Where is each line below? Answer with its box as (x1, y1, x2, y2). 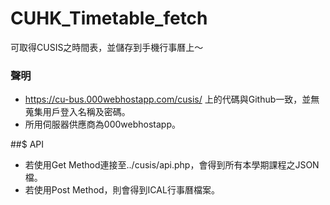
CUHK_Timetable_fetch (10, 7, 208, 30)
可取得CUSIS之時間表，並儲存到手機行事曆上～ (10, 41, 204, 53)
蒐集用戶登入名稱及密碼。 (24, 106, 131, 118)
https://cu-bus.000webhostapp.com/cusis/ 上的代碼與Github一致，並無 (24, 93, 320, 106)
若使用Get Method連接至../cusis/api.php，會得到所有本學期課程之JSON (24, 159, 320, 171)
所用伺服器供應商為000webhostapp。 (24, 118, 181, 131)
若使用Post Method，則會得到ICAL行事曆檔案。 (24, 184, 220, 196)
